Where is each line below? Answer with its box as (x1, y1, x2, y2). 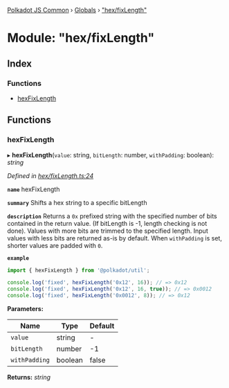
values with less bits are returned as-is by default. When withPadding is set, (7, 233, 223, 242)
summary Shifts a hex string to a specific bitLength (7, 198, 147, 206)
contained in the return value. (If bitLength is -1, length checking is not (7, 219, 208, 227)
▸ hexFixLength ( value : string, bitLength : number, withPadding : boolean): (7, 150, 214, 159)
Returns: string (7, 373, 51, 382)
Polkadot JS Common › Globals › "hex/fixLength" (7, 6, 147, 14)
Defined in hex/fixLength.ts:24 (7, 171, 94, 179)
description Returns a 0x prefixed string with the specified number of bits (7, 211, 218, 220)
